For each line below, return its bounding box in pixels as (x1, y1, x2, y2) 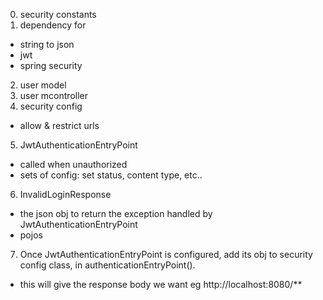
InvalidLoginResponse (19, 189, 112, 200)
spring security (19, 60, 83, 71)
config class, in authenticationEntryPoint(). (19, 259, 196, 271)
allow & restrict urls (19, 120, 100, 131)
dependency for (19, 19, 87, 31)
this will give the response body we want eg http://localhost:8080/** (19, 279, 303, 290)
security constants (19, 9, 97, 20)
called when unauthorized (19, 159, 128, 170)
